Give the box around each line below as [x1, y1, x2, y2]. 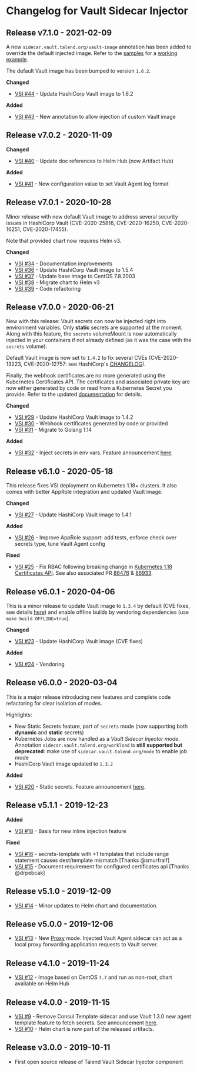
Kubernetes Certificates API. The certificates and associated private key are [6, 378, 190, 385]
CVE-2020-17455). [22, 226, 68, 233]
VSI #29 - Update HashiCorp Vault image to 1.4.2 [14, 414, 133, 421]
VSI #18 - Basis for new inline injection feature [14, 827, 126, 834]
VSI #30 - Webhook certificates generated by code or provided [14, 420, 168, 427]
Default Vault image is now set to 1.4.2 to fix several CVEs [6, 354, 148, 362]
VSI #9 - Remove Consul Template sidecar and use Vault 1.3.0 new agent [14, 1013, 192, 1020]
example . [6, 56, 28, 63]
